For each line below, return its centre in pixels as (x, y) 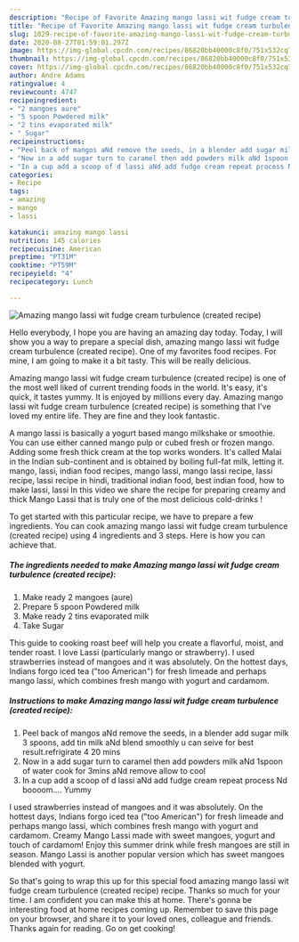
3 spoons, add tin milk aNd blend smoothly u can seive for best (138, 742)
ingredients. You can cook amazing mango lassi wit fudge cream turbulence (149, 525)
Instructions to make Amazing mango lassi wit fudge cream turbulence (144, 701)
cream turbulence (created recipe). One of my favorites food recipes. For (143, 351)
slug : (19, 34)
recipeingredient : (43, 100)
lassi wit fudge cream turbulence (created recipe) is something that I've (140, 406)
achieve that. (33, 545)
